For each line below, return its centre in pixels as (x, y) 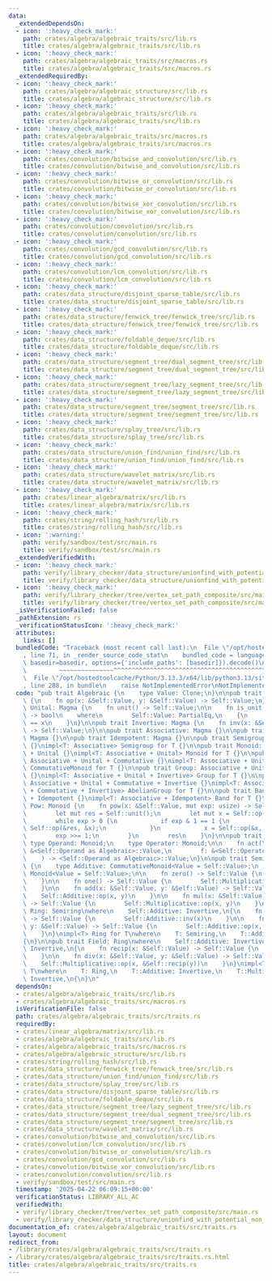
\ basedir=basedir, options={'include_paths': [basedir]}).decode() (141, 663)
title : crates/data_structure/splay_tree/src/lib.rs (114, 437)
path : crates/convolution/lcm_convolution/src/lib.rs (115, 272)
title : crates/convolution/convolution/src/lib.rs (110, 234)
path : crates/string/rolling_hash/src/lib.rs (101, 520)
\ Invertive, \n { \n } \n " (61, 979)
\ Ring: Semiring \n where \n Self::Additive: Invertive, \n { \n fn (143, 911)
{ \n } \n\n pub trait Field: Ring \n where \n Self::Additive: (126, 941)
